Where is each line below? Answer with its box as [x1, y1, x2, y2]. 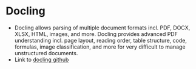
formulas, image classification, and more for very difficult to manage [14, 43, 186, 50]
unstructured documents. [14, 49, 78, 56]
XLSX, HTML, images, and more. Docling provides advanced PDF [14, 30, 178, 37]
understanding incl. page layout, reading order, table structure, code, [14, 37, 188, 44]
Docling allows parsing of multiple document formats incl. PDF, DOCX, [14, 24, 191, 31]
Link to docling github [14, 56, 69, 63]
